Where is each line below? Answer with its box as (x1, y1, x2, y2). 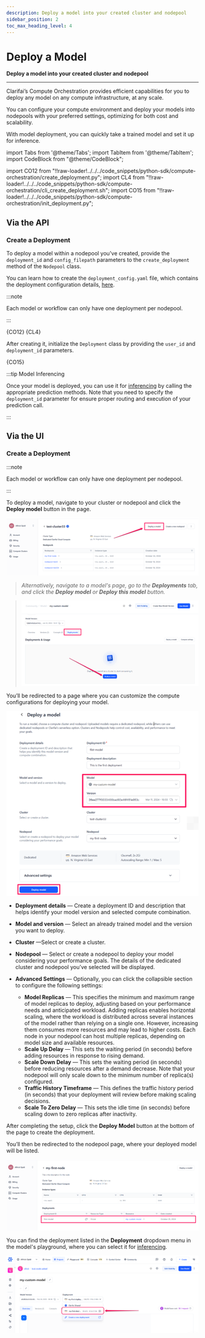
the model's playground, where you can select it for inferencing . (6, 1243, 168, 1250)
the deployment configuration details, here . (6, 281, 115, 288)
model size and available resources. (24, 1039, 115, 1047)
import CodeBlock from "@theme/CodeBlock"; (6, 156, 124, 163)
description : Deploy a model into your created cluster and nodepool (6, 10, 187, 16)
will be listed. (6, 1147, 40, 1154)
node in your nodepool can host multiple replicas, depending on (24, 1033, 185, 1040)
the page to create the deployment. (6, 1129, 95, 1136)
